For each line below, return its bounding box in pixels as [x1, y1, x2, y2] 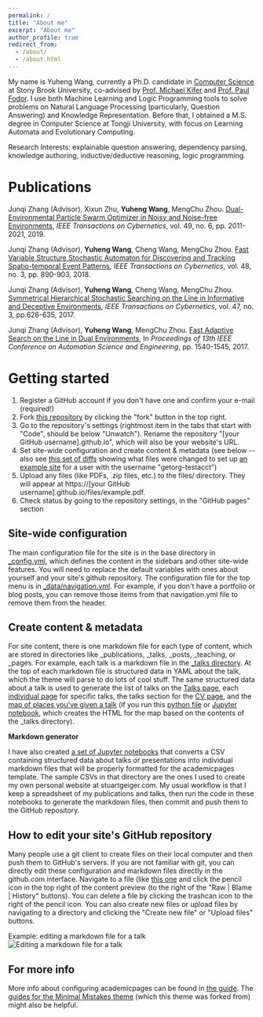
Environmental [8, 212, 55, 222]
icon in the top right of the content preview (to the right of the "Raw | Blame [8, 883, 253, 893]
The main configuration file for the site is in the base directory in [8, 547, 216, 557]
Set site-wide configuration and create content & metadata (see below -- [19, 445, 256, 455]
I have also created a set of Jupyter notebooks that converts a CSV [8, 747, 225, 757]
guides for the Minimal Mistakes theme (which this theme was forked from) [8, 992, 251, 1001]
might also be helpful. [8, 1000, 79, 1009]
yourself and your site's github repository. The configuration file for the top [8, 573, 250, 582]
